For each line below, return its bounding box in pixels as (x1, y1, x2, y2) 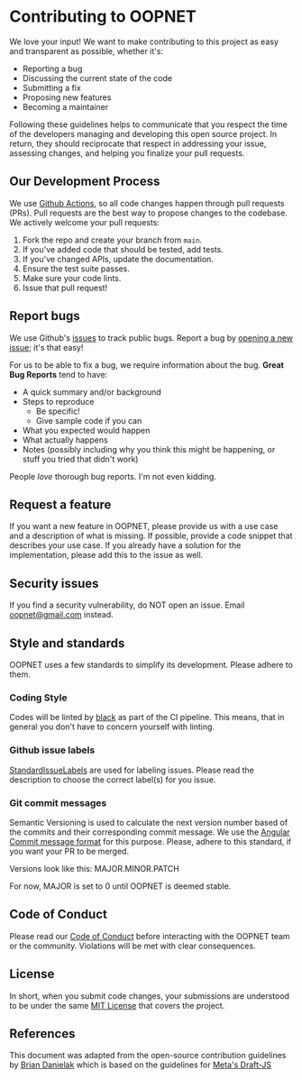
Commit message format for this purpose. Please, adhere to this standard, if (9, 836, 292, 846)
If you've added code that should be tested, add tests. (22, 243, 224, 254)
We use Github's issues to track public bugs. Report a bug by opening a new (9, 332, 294, 343)
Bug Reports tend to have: (9, 369, 108, 379)
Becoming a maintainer (22, 101, 109, 112)
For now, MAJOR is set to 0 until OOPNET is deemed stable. (9, 881, 232, 892)
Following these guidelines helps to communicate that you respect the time (9, 119, 288, 130)
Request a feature (9, 497, 112, 512)
